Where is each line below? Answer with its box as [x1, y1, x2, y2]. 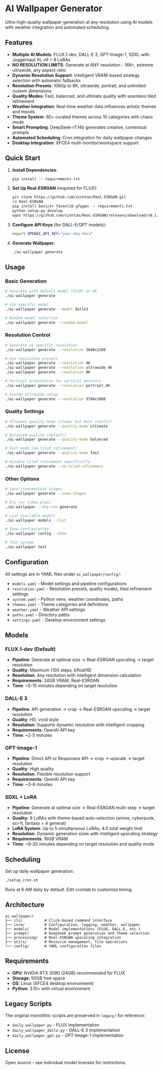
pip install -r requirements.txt [12, 177, 81, 181]
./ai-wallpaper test [5, 545, 47, 550]
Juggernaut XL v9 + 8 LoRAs [12, 57, 71, 63]
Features [5, 39, 33, 47]
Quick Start [5, 154, 41, 162]
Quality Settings [5, 408, 44, 415]
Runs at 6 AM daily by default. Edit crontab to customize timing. [5, 886, 133, 892]
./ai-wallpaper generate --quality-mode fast [5, 450, 99, 455]
